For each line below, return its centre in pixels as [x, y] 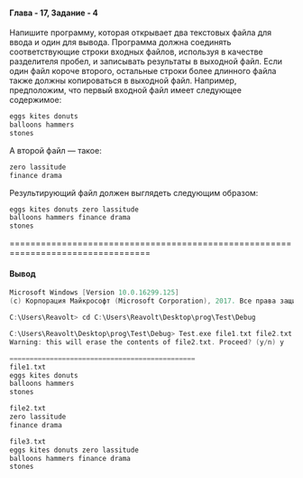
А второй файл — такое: [55, 150]
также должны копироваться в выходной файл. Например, [123, 80]
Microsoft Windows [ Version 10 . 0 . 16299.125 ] [94, 293]
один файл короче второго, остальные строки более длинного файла [143, 71]
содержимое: [36, 100]
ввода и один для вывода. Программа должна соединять [120, 42]
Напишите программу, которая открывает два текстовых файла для [141, 33]
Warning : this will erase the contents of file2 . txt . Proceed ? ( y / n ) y [147, 342]
